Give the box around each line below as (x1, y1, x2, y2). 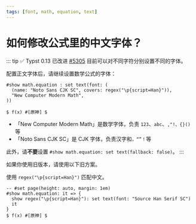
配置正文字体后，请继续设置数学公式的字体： (6, 70, 117, 77)
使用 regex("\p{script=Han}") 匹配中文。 (6, 173, 108, 180)
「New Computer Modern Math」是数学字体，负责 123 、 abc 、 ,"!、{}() (14, 120, 191, 127)
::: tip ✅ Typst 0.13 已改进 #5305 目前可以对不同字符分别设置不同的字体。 (6, 57, 186, 65)
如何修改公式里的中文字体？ (6, 36, 143, 50)
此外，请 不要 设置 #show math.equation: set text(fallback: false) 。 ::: (6, 148, 184, 155)
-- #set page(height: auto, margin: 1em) (6, 185, 111, 191)
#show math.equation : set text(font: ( (6, 82, 109, 88)
